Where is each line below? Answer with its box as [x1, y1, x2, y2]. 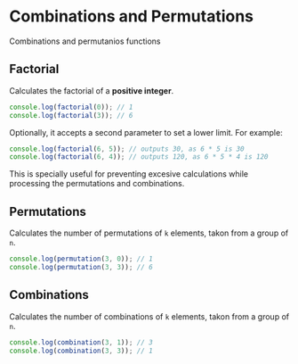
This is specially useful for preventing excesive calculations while [9, 169, 249, 179]
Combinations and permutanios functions [9, 36, 162, 46]
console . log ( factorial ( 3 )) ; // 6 [9, 111, 133, 120]
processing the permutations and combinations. [9, 178, 185, 189]
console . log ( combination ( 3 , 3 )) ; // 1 [9, 346, 153, 355]
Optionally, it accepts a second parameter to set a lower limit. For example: [9, 127, 283, 137]
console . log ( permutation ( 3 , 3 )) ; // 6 [9, 262, 153, 271]
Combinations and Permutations [9, 6, 254, 27]
